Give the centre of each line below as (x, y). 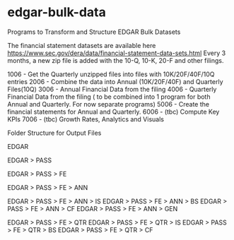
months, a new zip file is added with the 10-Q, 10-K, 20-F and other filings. (116, 60)
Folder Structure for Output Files (54, 133)
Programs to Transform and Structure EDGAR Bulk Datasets (94, 32)
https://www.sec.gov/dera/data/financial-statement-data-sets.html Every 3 (117, 53)
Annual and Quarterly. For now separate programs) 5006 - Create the (109, 104)
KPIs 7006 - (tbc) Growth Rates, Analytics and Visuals (86, 119)
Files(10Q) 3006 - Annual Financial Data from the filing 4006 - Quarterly (112, 89)
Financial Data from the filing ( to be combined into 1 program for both (109, 97)
